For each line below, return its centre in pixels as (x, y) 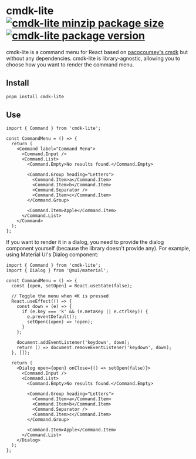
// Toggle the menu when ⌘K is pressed (60, 296)
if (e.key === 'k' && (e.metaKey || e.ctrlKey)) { (85, 312)
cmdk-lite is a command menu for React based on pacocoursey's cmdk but (97, 52)
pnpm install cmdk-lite (35, 96)
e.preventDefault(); (52, 317)
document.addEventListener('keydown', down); (73, 343)
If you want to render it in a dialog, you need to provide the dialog (85, 242)
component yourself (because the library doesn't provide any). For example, (98, 249)
